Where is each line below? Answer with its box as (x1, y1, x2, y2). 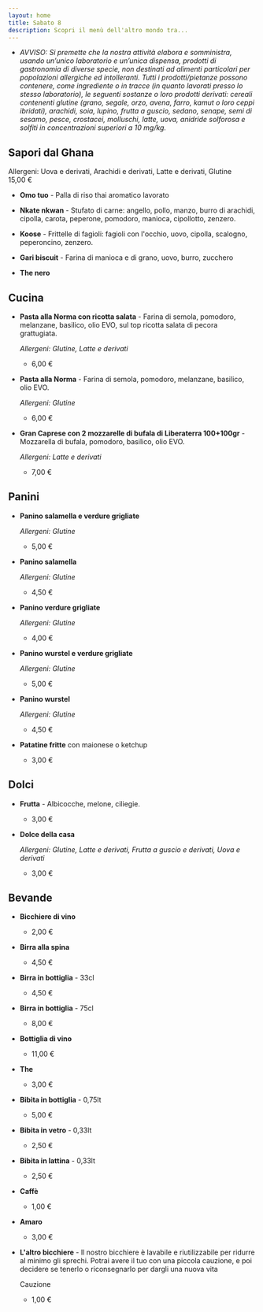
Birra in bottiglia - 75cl (19, 1003, 94, 1013)
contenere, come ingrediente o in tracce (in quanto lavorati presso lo (19, 81, 243, 91)
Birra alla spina (19, 943, 70, 952)
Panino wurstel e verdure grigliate (19, 648, 133, 658)
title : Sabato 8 (8, 19, 61, 27)
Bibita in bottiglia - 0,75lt (19, 1095, 102, 1105)
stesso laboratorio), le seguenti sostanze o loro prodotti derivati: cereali (19, 90, 253, 99)
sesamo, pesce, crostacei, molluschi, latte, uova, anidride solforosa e (19, 115, 246, 124)
